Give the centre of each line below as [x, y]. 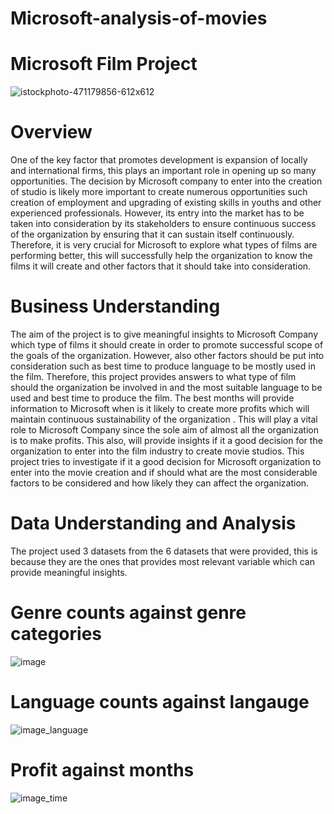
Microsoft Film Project [104, 64]
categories [56, 634]
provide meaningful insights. [69, 572]
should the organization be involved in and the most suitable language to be [166, 387]
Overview [51, 132]
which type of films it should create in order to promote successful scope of [167, 345]
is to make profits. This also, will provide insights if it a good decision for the [166, 440]
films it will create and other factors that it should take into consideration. [161, 266]
